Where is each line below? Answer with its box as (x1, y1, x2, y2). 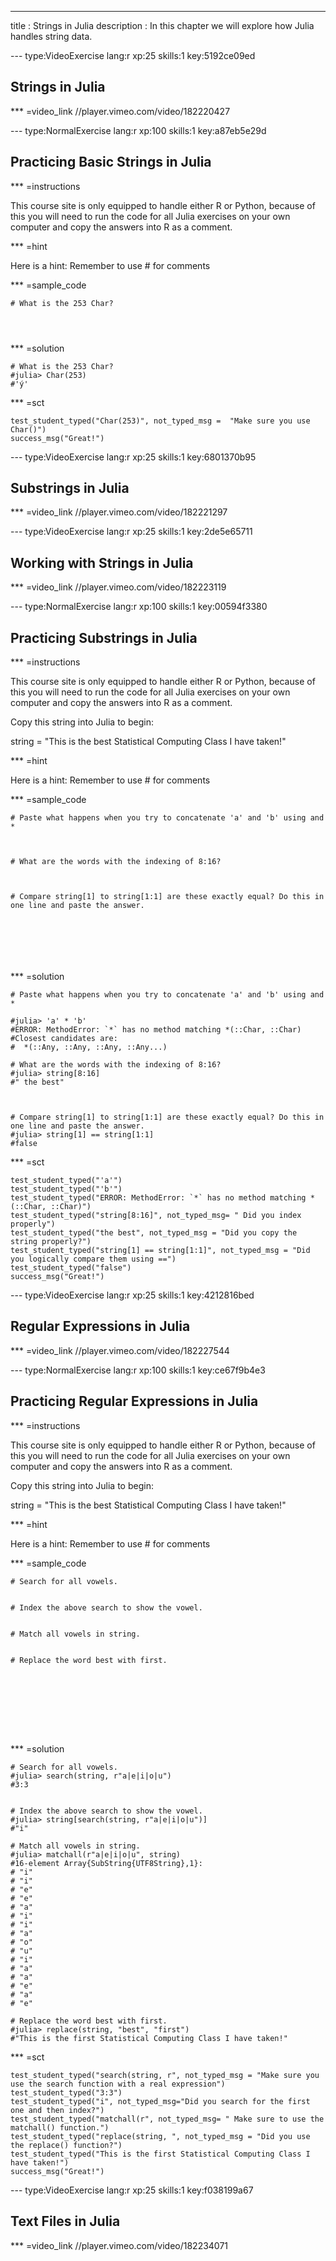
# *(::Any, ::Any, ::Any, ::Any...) (10, 1042, 168, 1053)
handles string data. (10, 31, 93, 42)
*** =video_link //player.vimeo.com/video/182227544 (10, 1344, 230, 1356)
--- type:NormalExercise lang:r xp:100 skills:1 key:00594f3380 (10, 601, 268, 613)
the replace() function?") (10, 2140, 123, 2150)
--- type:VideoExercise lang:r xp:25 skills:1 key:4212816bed (10, 1289, 255, 1301)
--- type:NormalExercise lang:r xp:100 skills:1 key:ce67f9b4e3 (10, 1364, 266, 1376)
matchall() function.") (10, 2122, 110, 2133)
